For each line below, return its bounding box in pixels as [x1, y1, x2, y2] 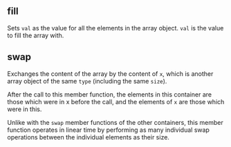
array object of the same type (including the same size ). [7, 77, 167, 85]
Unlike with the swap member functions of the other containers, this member [7, 118, 223, 126]
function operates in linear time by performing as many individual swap [7, 126, 210, 134]
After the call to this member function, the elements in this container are [7, 90, 212, 99]
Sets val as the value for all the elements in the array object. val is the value [7, 23, 224, 32]
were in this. [7, 105, 42, 113]
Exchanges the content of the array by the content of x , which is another [7, 69, 214, 78]
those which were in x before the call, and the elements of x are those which [7, 97, 225, 106]
